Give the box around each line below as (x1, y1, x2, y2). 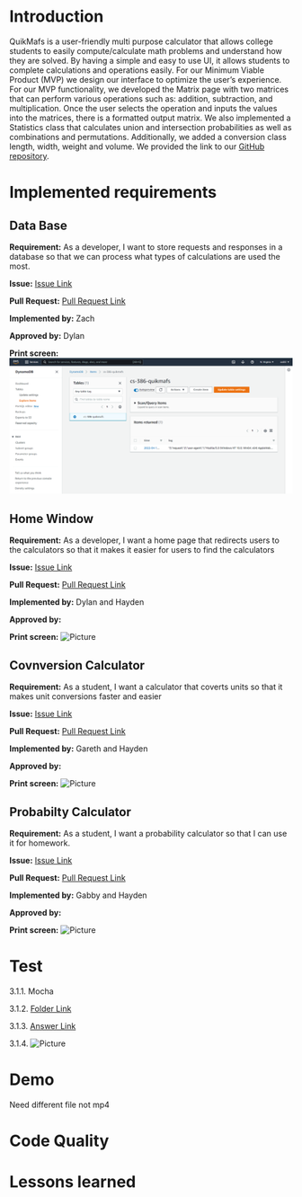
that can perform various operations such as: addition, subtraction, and (9, 93, 273, 104)
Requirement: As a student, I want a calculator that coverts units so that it (9, 681, 283, 693)
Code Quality (9, 1130, 110, 1151)
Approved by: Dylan (9, 330, 85, 341)
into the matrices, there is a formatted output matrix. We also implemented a (9, 112, 291, 123)
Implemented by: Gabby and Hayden (9, 890, 147, 900)
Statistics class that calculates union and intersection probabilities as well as (9, 121, 292, 132)
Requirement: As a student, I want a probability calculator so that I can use (9, 829, 288, 839)
